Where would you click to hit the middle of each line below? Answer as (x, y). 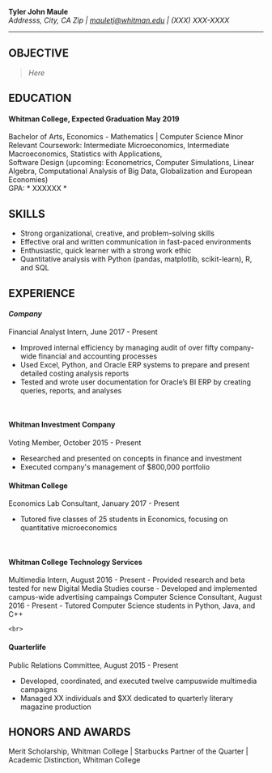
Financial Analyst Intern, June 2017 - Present (83, 332)
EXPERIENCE (42, 293)
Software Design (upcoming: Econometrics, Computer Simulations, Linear (132, 163)
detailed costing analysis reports (74, 373)
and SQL (35, 268)
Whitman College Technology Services (76, 562)
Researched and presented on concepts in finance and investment (131, 459)
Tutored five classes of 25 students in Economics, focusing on (124, 519)
